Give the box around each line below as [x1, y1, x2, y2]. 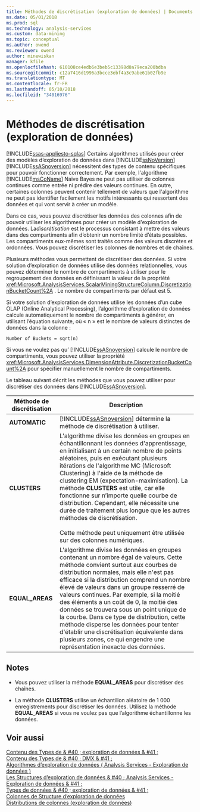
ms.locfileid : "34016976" [6, 92, 70, 98]
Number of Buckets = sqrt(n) [6, 335, 79, 342]
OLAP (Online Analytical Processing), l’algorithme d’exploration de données [6, 305, 190, 312]
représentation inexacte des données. [59, 642, 165, 650]
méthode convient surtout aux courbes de [59, 560, 177, 569]
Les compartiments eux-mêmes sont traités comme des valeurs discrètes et [6, 237, 193, 244]
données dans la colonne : [6, 324, 71, 331]
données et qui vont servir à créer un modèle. [6, 200, 118, 207]
